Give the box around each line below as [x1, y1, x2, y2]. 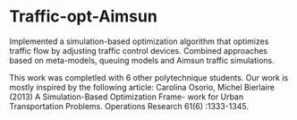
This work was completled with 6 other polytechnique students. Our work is [9, 72, 289, 82]
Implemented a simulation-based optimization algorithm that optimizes [9, 36, 269, 47]
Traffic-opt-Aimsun [9, 6, 158, 27]
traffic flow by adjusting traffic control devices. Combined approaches [9, 45, 268, 56]
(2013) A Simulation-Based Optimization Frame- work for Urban [9, 91, 244, 102]
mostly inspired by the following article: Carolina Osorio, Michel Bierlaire [9, 81, 276, 92]
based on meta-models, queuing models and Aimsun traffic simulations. [9, 55, 275, 65]
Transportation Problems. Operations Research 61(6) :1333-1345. [9, 100, 249, 111]
